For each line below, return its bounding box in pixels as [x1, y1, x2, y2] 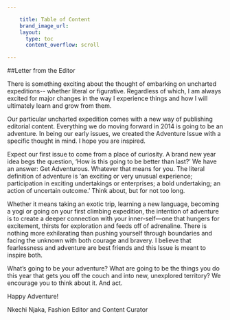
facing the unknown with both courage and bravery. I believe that [7, 236, 192, 244]
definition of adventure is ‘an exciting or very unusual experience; [7, 172, 193, 181]
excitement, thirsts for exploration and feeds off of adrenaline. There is [7, 222, 207, 230]
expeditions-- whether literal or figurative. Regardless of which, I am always [7, 87, 222, 95]
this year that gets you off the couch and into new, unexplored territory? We [7, 272, 221, 280]
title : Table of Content [19, 16, 91, 23]
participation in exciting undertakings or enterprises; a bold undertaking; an [7, 179, 221, 187]
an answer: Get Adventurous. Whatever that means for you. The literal [7, 165, 205, 173]
